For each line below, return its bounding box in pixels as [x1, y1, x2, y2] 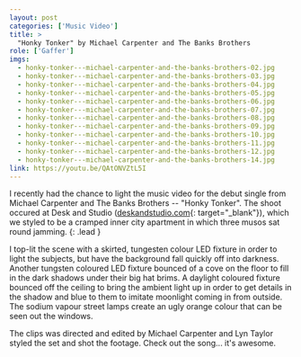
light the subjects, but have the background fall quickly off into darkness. [9, 254, 279, 264]
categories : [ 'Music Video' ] [9, 22, 119, 31]
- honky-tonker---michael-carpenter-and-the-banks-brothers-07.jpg [17, 105, 276, 114]
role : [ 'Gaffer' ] [9, 47, 75, 56]
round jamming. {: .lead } [9, 227, 102, 237]
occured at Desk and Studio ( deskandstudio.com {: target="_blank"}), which [9, 208, 289, 219]
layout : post [9, 13, 58, 22]
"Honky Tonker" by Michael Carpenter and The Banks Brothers [17, 38, 252, 48]
